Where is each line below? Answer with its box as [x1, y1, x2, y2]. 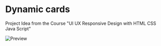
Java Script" [5, 25, 31, 31]
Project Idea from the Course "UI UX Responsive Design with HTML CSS [5, 20, 156, 26]
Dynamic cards [5, 4, 70, 15]
